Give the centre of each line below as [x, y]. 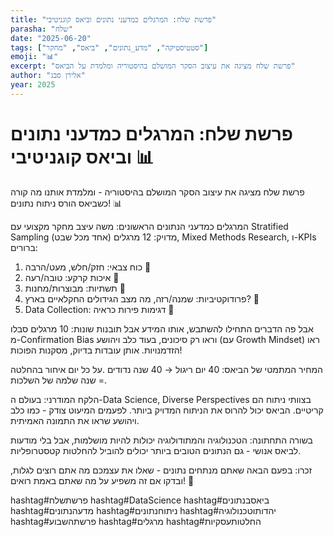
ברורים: [24, 247]
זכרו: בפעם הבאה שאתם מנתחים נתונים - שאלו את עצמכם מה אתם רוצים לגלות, [161, 470]
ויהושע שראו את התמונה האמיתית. [75, 420]
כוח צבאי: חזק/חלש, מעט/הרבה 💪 [88, 267]
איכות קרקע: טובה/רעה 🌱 [72, 277]
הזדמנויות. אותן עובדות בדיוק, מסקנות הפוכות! [96, 350]
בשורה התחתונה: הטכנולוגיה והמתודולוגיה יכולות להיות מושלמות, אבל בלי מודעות [161, 440]
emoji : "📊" [34, 57]
